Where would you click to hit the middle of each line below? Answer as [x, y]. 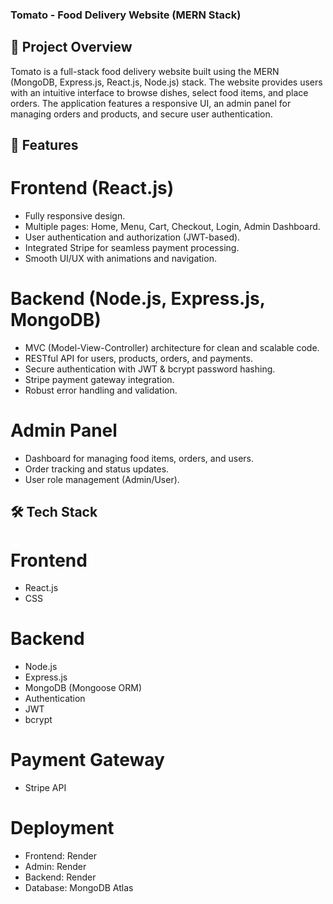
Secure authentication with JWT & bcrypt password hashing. [150, 369]
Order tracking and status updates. [97, 469]
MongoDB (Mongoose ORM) [83, 688]
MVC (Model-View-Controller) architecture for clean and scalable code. [172, 347]
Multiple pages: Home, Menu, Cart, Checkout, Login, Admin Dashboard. [172, 227]
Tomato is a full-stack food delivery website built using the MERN [145, 71]
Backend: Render [60, 877]
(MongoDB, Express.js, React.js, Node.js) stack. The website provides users [166, 82]
